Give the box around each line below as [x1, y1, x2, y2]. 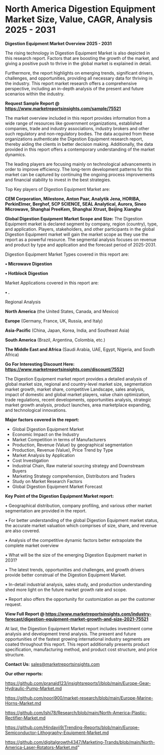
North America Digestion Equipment [5, 3, 156, 15]
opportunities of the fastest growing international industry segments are [5, 636, 150, 642]
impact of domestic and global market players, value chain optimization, [5, 391, 150, 397]
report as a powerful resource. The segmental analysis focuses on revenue [5, 237, 157, 243]
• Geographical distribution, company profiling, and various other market [5, 502, 152, 509]
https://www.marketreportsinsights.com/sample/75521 [5, 106, 121, 111]
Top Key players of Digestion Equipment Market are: [5, 186, 110, 192]
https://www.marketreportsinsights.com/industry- [45, 611, 152, 617]
